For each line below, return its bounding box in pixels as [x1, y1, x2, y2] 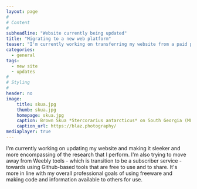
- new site [11, 63, 38, 69]
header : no [6, 90, 33, 96]
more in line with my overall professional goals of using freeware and [6, 170, 173, 177]
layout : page [6, 8, 38, 15]
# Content [6, 19, 30, 25]
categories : [6, 47, 35, 53]
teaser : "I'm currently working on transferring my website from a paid [6, 42, 188, 48]
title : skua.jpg [16, 101, 57, 107]
